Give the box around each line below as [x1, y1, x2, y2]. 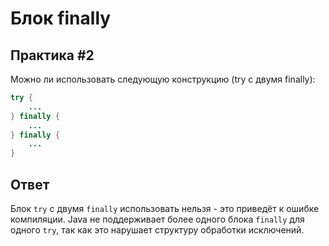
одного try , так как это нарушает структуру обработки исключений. [10, 223, 305, 236]
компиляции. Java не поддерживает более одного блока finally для [10, 213, 305, 225]
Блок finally [10, 7, 112, 30]
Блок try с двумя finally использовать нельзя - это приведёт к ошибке [10, 202, 320, 214]
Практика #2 [10, 47, 95, 64]
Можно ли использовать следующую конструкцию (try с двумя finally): [10, 73, 316, 85]
